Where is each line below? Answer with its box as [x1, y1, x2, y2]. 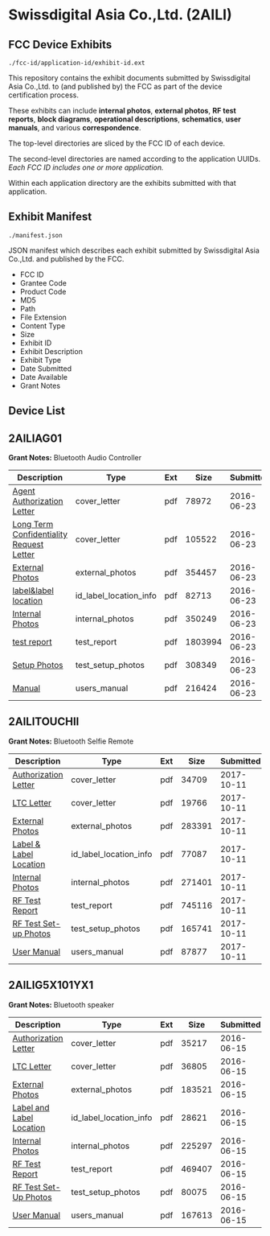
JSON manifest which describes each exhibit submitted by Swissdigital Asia [8, 245, 260, 255]
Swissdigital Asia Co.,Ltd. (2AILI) [8, 6, 232, 24]
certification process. [8, 90, 79, 100]
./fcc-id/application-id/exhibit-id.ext [8, 59, 146, 67]
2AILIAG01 [8, 431, 63, 445]
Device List [8, 404, 66, 418]
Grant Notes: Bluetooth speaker [8, 999, 115, 1009]
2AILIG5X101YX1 [8, 978, 94, 992]
